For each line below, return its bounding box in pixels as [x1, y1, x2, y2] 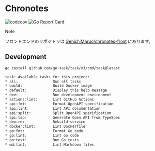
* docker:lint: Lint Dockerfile [5, 124, 86, 129]
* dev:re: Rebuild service [5, 119, 86, 124]
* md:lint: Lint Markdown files [5, 142, 94, 147]
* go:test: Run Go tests [5, 137, 79, 142]
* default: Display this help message [5, 88, 108, 93]
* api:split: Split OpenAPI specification [5, 110, 111, 116]
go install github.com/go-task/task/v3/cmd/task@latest [5, 66, 120, 70]
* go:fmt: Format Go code [5, 129, 83, 134]
